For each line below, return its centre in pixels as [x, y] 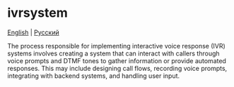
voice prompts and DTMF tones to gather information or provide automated [117, 60]
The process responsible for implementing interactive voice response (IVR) [117, 46]
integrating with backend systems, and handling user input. [94, 76]
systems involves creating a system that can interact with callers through [114, 53]
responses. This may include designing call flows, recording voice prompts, [117, 68]
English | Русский [33, 32]
